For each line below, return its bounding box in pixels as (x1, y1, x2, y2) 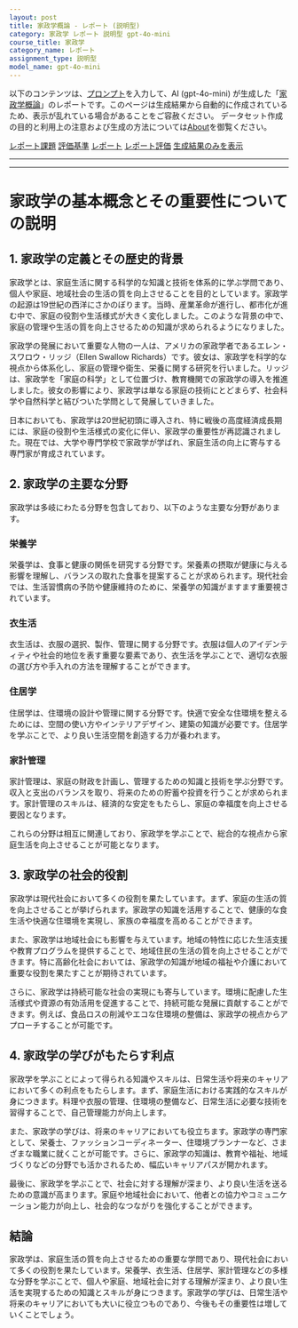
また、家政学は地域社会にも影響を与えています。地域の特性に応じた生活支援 (9, 934, 288, 945)
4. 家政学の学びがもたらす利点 (9, 1048, 175, 1063)
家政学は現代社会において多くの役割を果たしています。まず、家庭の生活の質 (9, 892, 287, 903)
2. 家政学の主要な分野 (9, 476, 129, 492)
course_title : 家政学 (9, 37, 85, 47)
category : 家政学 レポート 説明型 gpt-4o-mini (9, 29, 171, 38)
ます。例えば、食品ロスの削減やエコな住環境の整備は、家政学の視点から (16, 1008, 281, 1019)
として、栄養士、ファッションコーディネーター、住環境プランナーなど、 (9, 1137, 272, 1148)
